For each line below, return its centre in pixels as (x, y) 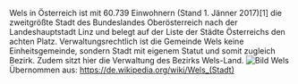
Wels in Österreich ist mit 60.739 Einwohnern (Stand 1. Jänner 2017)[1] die (145, 13)
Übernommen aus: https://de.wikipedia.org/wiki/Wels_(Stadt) (122, 70)
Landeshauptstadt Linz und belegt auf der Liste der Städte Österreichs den (148, 32)
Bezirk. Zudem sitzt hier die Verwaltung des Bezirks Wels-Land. (127, 60)
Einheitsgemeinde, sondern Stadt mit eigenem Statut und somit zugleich (142, 51)
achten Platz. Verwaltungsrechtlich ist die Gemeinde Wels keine (127, 41)
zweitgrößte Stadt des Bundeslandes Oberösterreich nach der (123, 22)
